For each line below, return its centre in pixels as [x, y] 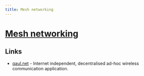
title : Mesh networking [29, 9]
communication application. [40, 68]
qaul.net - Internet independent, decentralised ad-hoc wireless [75, 63]
